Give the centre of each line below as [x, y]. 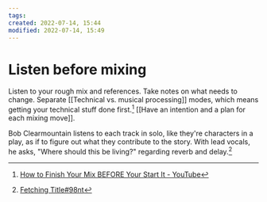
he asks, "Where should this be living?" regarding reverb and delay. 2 [120, 151]
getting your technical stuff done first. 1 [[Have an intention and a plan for [127, 109]
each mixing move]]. [42, 118]
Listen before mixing [77, 69]
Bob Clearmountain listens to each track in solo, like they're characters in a [131, 133]
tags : [17, 15]
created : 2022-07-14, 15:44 [55, 23]
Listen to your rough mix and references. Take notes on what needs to [123, 91]
